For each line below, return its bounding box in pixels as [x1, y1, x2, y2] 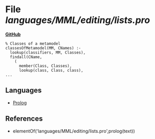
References [5, 115, 43, 123]
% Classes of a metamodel [5, 41, 60, 46]
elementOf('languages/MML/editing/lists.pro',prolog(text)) [12, 128, 136, 134]
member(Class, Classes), [18, 63, 72, 68]
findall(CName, [10, 54, 42, 60]
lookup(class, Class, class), [18, 68, 83, 73]
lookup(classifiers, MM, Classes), [10, 50, 86, 55]
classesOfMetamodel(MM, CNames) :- [5, 45, 81, 50]
